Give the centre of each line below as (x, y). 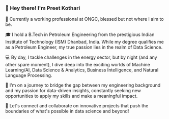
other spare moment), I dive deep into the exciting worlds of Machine (78, 65)
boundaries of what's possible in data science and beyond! (67, 111)
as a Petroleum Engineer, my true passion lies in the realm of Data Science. (84, 47)
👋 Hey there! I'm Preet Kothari (43, 8)
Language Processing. (29, 75)
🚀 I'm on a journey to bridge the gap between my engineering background (83, 85)
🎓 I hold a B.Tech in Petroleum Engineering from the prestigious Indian (80, 34)
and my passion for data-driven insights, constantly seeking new (73, 91)
